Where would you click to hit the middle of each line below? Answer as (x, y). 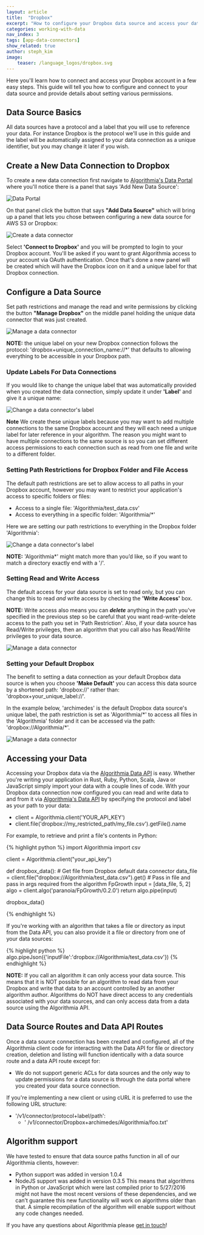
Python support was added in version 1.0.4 (69, 1174)
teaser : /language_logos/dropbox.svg (65, 63)
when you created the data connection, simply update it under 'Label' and (99, 392)
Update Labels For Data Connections (61, 372)
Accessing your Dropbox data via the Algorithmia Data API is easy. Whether (101, 773)
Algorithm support (42, 1141)
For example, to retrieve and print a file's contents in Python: (82, 835)
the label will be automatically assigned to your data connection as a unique (101, 140)
